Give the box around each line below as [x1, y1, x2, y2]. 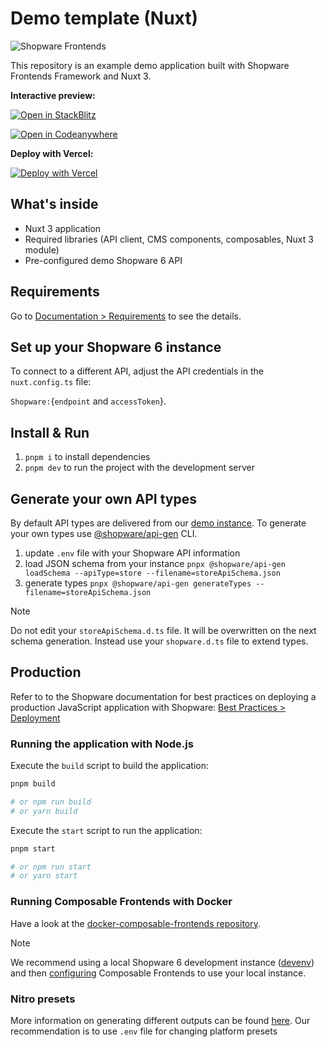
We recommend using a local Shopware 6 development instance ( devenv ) [10, 956, 315, 968]
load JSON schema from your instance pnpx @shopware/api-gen [24, 558, 286, 569]
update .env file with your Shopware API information [24, 547, 241, 559]
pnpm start [10, 843, 56, 854]
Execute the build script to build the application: [10, 760, 210, 772]
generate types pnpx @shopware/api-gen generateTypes [24, 577, 252, 589]
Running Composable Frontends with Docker [10, 895, 233, 909]
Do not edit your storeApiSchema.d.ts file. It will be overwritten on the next [10, 625, 317, 636]
